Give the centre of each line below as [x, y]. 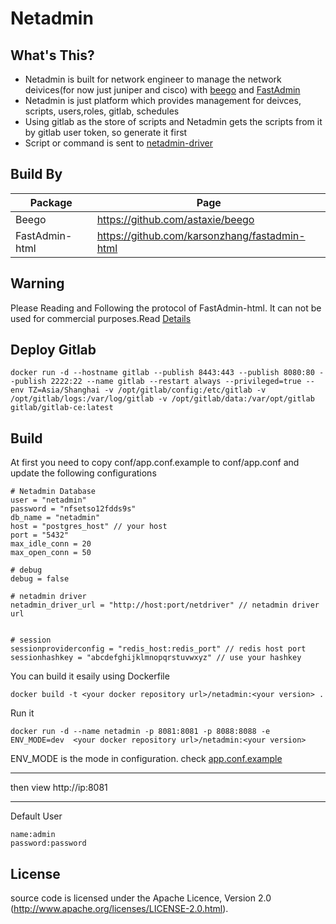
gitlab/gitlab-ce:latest [62, 408]
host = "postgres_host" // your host [89, 527]
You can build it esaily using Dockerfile [90, 676]
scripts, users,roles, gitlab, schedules [102, 111]
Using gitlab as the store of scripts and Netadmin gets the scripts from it [173, 121]
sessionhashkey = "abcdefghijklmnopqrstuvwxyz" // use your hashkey [156, 658]
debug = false [40, 579]
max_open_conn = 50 [51, 553]
